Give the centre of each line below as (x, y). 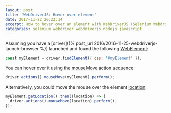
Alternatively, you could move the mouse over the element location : (76, 87)
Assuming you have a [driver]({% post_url (49, 43)
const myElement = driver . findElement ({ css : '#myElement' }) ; (74, 58)
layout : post (19, 10)
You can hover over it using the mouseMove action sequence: (70, 68)
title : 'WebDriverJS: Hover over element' (51, 15)
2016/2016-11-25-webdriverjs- (126, 43)
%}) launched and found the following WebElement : (94, 49)
